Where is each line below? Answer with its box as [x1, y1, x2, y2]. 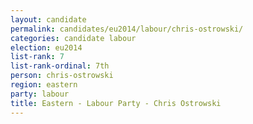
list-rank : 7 [10, 52, 65, 62]
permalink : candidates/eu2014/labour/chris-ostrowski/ [10, 24, 244, 34]
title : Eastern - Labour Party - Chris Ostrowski [10, 98, 222, 108]
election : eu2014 [10, 42, 83, 53]
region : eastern [10, 80, 78, 90]
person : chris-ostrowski [10, 71, 114, 81]
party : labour [10, 89, 70, 99]
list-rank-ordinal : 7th [10, 61, 110, 71]
